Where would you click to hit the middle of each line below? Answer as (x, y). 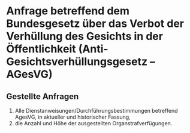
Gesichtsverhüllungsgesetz (77, 62)
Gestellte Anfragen (43, 96)
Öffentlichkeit (41, 49)
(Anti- (94, 49)
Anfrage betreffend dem (68, 11)
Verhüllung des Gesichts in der (85, 36)
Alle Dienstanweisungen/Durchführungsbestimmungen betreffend (96, 111)
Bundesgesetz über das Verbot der (95, 24)
